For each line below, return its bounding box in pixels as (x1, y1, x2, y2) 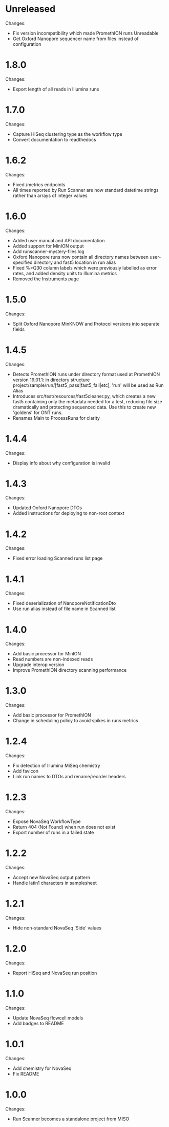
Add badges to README (12, 1020, 64, 1026)
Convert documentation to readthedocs (12, 136, 96, 142)
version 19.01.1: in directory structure (12, 377, 90, 383)
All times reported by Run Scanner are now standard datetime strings (12, 187, 159, 193)
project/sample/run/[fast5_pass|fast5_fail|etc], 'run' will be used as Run (12, 382, 164, 388)
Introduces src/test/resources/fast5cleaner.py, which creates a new (12, 393, 156, 399)
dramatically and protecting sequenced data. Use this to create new (12, 404, 156, 410)
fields (12, 326, 25, 332)
